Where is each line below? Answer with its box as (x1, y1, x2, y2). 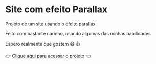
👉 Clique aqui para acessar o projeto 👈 (5, 53, 92, 59)
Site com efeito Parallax (5, 4, 108, 15)
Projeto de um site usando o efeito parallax (5, 20, 96, 27)
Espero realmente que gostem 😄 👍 (5, 40, 81, 47)
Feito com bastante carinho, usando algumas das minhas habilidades (5, 30, 151, 36)
